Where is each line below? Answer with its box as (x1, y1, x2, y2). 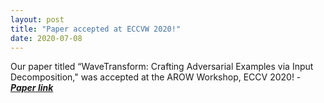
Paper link (10, 82, 54, 94)
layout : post (10, 14, 65, 25)
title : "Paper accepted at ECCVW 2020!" (10, 24, 182, 34)
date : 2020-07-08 (10, 33, 83, 43)
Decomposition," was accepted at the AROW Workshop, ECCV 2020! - (10, 71, 302, 83)
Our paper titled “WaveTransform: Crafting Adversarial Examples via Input (10, 61, 314, 73)
